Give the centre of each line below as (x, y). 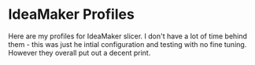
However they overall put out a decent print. (79, 52)
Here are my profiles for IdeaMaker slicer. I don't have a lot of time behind (128, 36)
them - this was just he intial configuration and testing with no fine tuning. (128, 44)
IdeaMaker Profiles (72, 14)
